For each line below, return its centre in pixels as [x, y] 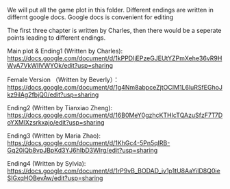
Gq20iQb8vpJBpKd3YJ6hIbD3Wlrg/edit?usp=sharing [82, 150]
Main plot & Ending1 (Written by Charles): [65, 51]
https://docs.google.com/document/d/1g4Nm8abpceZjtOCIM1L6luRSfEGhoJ [115, 87]
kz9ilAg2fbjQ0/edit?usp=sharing [53, 94]
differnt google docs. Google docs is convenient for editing [90, 17]
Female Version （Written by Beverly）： [63, 79]
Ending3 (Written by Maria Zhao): [54, 136]
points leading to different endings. [56, 38]
